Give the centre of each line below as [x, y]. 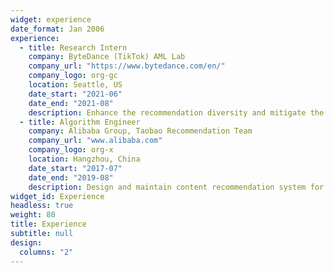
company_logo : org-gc [73, 76]
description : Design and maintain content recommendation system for [176, 187]
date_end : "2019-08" [71, 177]
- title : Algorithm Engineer [80, 122]
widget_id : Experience [57, 196]
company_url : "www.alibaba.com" [95, 141]
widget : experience [51, 19]
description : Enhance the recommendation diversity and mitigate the [176, 112]
